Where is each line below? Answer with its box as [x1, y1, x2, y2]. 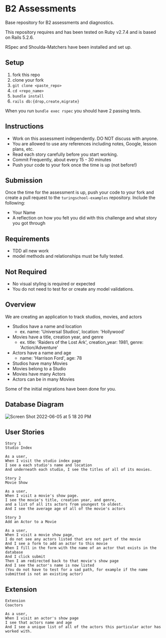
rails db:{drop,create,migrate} [12, 99, 80, 104]
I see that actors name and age [5, 620, 72, 625]
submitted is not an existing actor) [5, 572, 83, 577]
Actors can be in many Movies [12, 376, 75, 382]
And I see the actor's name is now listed [5, 563, 94, 568]
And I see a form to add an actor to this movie [5, 541, 108, 546]
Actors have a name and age [12, 349, 72, 356]
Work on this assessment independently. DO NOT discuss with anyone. [12, 135, 158, 141]
